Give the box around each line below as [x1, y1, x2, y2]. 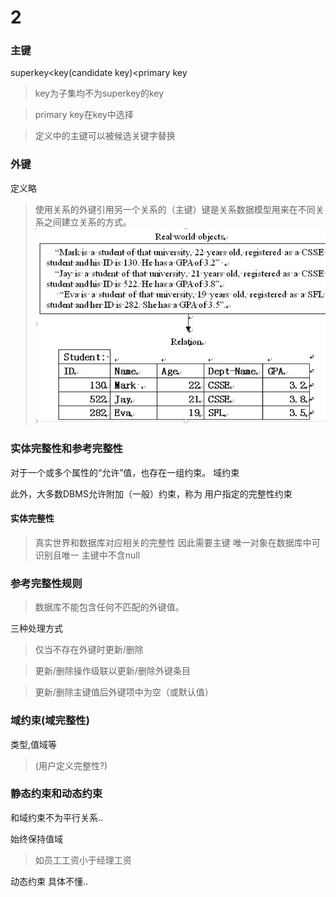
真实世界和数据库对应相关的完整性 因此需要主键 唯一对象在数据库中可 [34, 536, 321, 548]
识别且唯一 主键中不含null [34, 549, 141, 561]
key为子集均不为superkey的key [34, 87, 165, 100]
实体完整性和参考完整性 [10, 442, 123, 456]
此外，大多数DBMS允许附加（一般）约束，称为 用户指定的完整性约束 [10, 487, 293, 500]
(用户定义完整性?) [34, 759, 108, 771]
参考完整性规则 [10, 576, 83, 590]
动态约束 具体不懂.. [10, 875, 89, 887]
